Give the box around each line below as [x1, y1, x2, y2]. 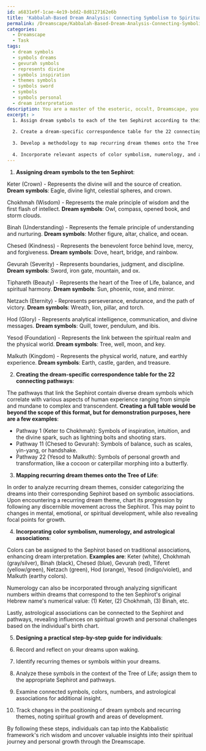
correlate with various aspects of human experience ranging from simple [7, 395, 190, 403]
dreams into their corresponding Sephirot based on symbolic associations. [7, 490, 195, 497]
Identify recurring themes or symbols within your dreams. [15, 657, 161, 665]
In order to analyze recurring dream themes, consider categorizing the [7, 483, 185, 490]
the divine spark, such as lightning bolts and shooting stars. [15, 433, 166, 441]
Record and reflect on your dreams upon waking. [15, 646, 139, 653]
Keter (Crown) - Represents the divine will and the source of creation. [7, 180, 182, 188]
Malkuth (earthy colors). [7, 572, 68, 579]
